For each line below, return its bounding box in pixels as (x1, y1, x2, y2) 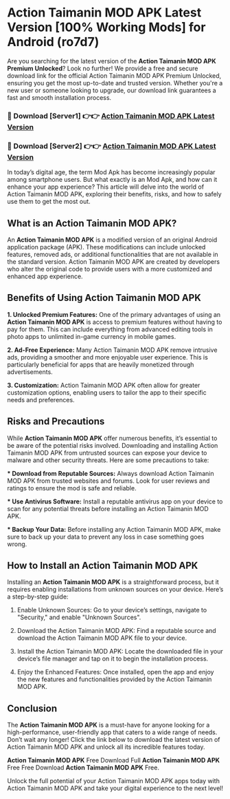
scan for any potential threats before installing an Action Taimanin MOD (7, 504, 209, 512)
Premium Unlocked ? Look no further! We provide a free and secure (7, 64, 198, 72)
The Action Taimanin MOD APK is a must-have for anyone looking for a (7, 721, 210, 729)
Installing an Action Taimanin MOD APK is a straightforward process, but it (7, 578, 220, 586)
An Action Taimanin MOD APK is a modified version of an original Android (7, 236, 218, 244)
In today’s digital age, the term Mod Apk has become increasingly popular (7, 168, 216, 176)
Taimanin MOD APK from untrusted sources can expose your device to (7, 448, 207, 457)
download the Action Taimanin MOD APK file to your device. (16, 634, 187, 642)
